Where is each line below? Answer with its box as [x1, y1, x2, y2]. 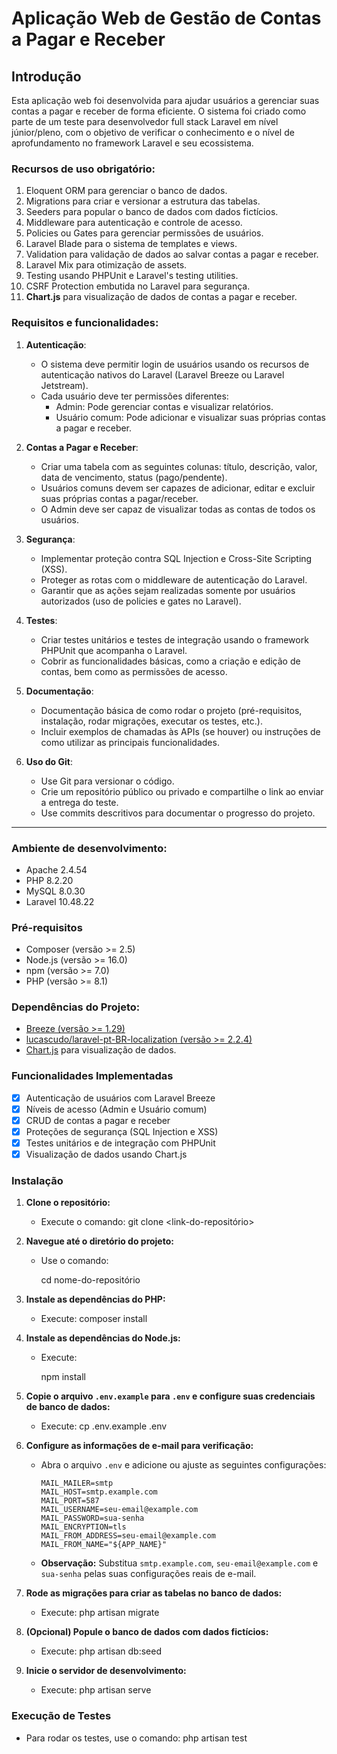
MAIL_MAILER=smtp [40, 1478, 114, 1489]
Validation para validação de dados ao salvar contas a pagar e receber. [25, 248, 319, 261]
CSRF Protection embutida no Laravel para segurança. [25, 280, 251, 292]
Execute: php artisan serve [40, 1684, 152, 1696]
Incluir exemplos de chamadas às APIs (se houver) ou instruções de [40, 725, 321, 737]
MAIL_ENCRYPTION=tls [40, 1522, 127, 1532]
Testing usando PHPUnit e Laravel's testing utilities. [25, 270, 239, 282]
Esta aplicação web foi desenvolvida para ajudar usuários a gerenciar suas [11, 95, 320, 106]
